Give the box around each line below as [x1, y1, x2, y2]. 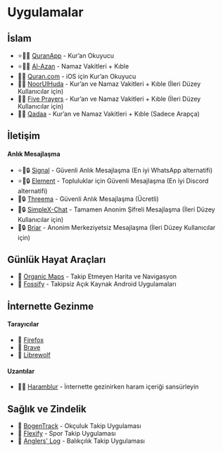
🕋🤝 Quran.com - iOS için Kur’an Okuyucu [17, 72, 136, 80]
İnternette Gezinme [7, 300, 94, 312]
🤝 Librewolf [17, 350, 51, 359]
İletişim [7, 130, 41, 142]
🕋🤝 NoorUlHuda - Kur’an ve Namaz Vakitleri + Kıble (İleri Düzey [17, 80, 201, 88]
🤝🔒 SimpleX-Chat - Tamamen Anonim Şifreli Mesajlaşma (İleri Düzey [17, 205, 216, 214]
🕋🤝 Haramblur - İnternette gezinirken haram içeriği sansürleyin [17, 382, 199, 391]
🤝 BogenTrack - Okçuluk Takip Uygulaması [17, 422, 142, 430]
